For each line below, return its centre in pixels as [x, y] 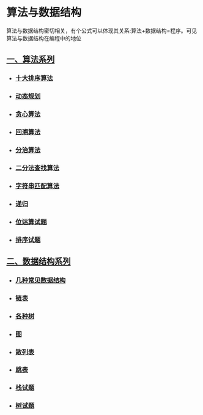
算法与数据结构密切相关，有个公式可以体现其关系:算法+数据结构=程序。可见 [102, 31]
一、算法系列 [31, 60]
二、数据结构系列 [39, 261]
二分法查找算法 [37, 167]
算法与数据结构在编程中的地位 [44, 38]
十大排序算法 [34, 78]
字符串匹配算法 [37, 186]
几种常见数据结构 [40, 280]
